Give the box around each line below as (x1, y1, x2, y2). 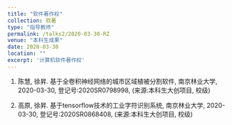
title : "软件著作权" (7, 10, 63, 18)
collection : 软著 (7, 17, 57, 24)
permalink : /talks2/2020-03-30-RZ (7, 30, 110, 38)
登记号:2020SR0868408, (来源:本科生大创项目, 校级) (39, 109, 194, 118)
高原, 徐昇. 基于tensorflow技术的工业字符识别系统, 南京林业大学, (17, 101, 206, 109)
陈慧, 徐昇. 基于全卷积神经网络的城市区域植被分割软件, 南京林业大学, (17, 77, 218, 85)
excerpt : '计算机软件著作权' (7, 57, 85, 64)
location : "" (7, 50, 46, 58)
